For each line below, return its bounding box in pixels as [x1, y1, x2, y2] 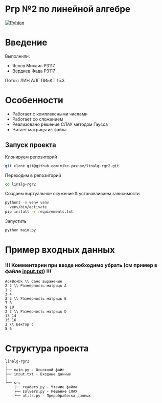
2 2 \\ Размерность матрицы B [5, 296, 67, 301]
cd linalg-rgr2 [5, 182, 36, 187]
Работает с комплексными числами [12, 111, 88, 116]
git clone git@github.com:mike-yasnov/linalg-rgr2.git [5, 163, 119, 168]
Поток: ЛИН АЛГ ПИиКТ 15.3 [5, 77, 65, 83]
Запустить [5, 218, 27, 224]
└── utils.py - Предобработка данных [14, 393, 91, 399]
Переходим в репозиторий [5, 172, 61, 178]
